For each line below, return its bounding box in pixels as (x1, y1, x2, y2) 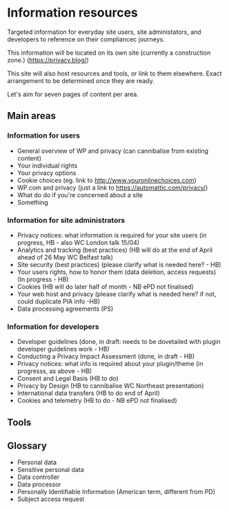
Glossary (7, 440, 47, 451)
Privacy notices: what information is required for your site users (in (17, 230, 207, 239)
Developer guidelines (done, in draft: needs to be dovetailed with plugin (17, 338, 221, 346)
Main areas (7, 110, 57, 122)
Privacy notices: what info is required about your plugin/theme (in (17, 360, 203, 368)
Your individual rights (17, 161, 78, 170)
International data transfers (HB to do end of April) (17, 389, 160, 397)
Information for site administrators (7, 215, 126, 225)
